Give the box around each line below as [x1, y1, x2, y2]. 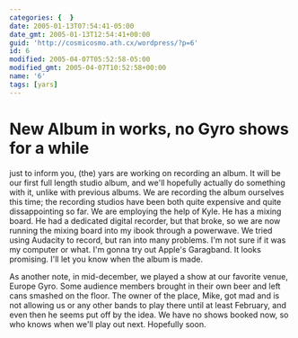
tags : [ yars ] [9, 80, 58, 89]
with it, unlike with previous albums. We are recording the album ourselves [9, 186, 285, 198]
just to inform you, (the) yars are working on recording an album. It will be [9, 167, 281, 178]
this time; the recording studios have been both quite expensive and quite [9, 196, 282, 207]
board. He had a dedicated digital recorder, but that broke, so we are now [9, 215, 281, 226]
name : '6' [9, 72, 47, 81]
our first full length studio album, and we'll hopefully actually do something [9, 177, 285, 188]
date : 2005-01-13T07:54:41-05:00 [9, 22, 135, 31]
